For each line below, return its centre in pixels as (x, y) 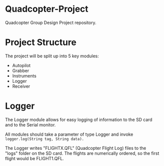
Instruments (24, 76)
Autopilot (21, 65)
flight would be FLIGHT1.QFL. (35, 158)
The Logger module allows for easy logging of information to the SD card (79, 119)
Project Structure (41, 42)
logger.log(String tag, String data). (45, 139)
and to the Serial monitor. (31, 125)
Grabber (21, 71)
